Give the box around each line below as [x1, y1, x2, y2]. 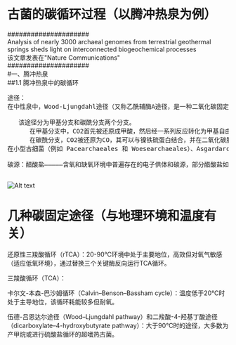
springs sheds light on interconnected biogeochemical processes [7, 45, 197, 53]
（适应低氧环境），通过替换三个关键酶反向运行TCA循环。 [7, 259, 171, 267]
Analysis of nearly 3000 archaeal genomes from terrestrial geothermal [7, 37, 211, 46]
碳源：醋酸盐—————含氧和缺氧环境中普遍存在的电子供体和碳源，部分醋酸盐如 [7, 160, 230, 169]
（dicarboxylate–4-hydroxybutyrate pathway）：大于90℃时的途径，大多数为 [7, 321, 229, 330]
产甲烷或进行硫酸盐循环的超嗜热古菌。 [7, 330, 118, 338]
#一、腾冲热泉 [7, 70, 48, 78]
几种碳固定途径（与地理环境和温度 [7, 208, 205, 224]
